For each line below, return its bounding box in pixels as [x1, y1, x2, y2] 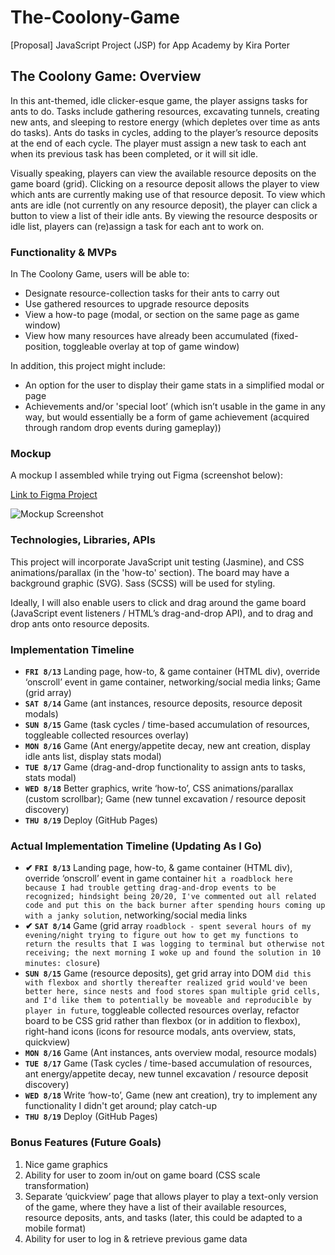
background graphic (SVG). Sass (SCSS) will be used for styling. [10, 577, 276, 589]
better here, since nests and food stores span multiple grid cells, [24, 987, 322, 997]
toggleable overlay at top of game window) [63, 341, 240, 353]
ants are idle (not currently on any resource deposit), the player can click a [10, 199, 318, 211]
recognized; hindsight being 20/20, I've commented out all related [24, 892, 317, 902]
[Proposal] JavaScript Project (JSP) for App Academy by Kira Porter [10, 39, 291, 51]
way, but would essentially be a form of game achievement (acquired [24, 411, 310, 423]
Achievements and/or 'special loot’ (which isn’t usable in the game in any [24, 401, 326, 413]
